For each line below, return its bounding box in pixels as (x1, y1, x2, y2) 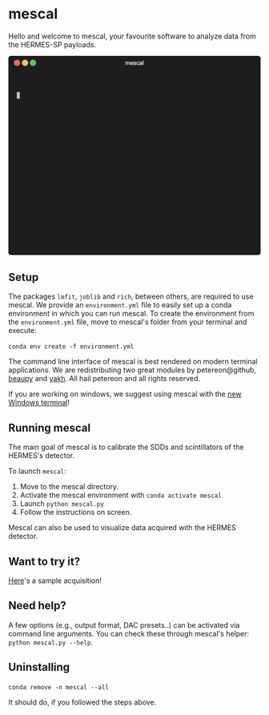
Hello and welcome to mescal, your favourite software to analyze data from (8, 31, 256, 41)
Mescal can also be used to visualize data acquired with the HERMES (8, 523, 236, 532)
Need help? (8, 599, 66, 613)
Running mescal (8, 421, 90, 435)
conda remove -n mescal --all (8, 683, 110, 691)
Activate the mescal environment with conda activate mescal (19, 490, 223, 500)
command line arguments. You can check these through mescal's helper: (8, 629, 250, 638)
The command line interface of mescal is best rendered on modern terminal (8, 357, 258, 367)
